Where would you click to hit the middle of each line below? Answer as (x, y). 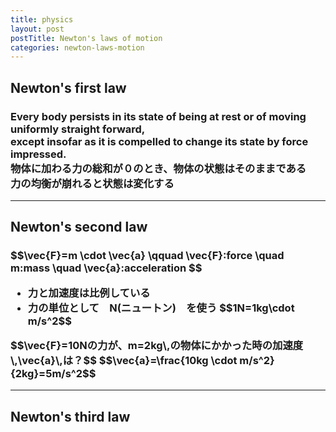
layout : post (37, 29)
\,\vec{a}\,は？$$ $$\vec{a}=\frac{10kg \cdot (124, 360)
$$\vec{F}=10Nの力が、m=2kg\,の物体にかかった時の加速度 (157, 345)
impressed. (38, 154)
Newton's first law (68, 87)
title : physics (42, 19)
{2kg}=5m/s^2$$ (53, 373)
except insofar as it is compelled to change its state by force (159, 141)
